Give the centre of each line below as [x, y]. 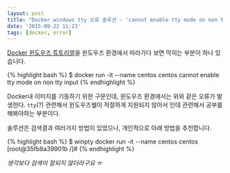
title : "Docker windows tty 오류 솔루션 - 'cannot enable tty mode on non [112, 20]
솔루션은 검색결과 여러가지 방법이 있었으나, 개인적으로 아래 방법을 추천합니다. [110, 128]
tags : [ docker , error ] [39, 32]
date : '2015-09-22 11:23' [44, 26]
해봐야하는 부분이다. [34, 114]
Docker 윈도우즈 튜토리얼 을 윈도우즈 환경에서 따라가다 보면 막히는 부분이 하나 [111, 53]
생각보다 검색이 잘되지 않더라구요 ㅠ [55, 163]
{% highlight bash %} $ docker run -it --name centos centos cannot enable [113, 75]
